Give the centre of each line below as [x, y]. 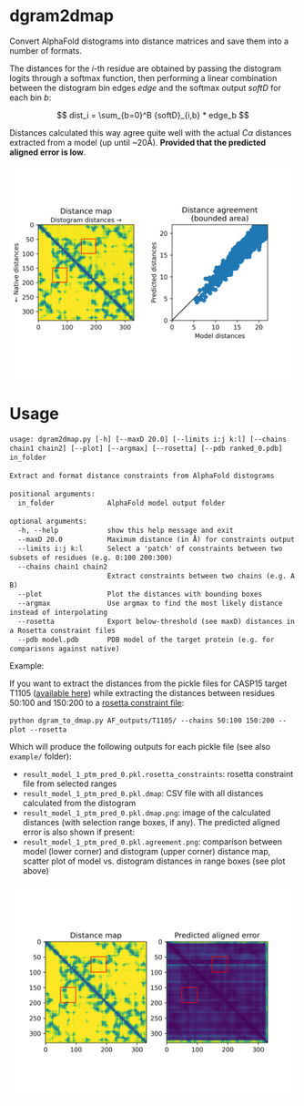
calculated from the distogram [79, 803]
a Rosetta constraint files [63, 630]
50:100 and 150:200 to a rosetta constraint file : [97, 702]
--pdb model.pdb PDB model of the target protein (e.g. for [146, 640]
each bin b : [30, 97]
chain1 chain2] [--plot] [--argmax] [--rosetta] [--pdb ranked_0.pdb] [146, 448]
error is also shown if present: [78, 832]
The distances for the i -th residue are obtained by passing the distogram [146, 68]
